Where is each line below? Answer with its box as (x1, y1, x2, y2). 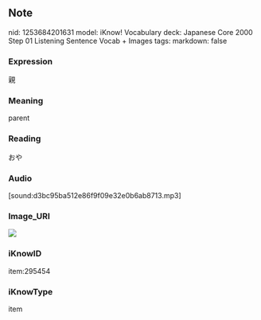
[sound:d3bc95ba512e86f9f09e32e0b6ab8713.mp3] (8, 191, 181, 200)
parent (8, 113, 30, 123)
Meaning (8, 96, 44, 107)
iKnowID (8, 248, 42, 260)
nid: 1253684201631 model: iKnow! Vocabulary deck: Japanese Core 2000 (8, 27, 253, 37)
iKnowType (8, 286, 53, 297)
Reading (8, 133, 41, 144)
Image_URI (8, 210, 50, 221)
